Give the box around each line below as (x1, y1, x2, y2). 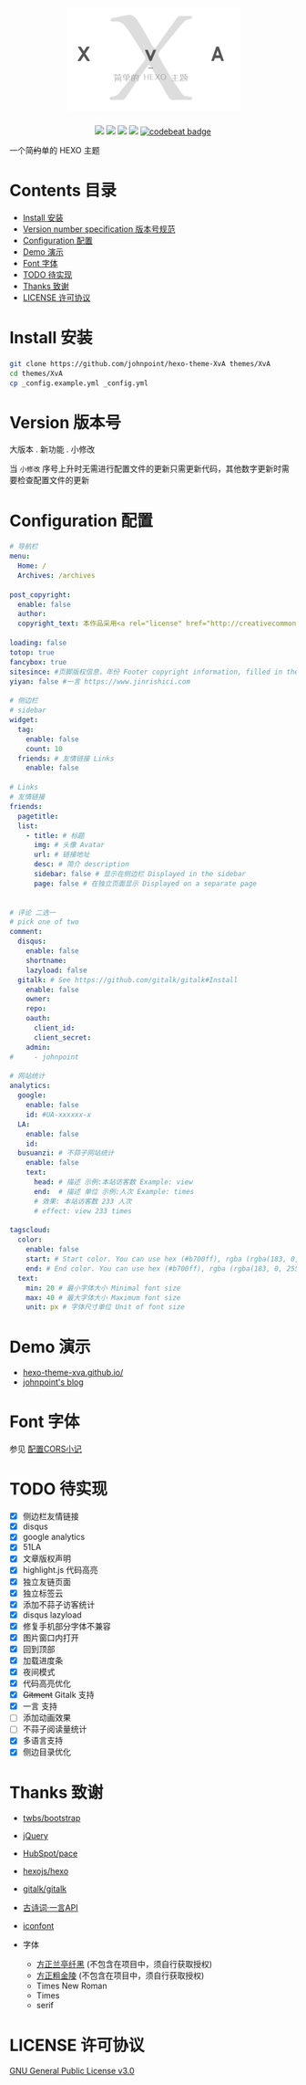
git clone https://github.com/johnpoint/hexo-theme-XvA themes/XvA (9, 359, 271, 368)
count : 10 (25, 744, 64, 753)
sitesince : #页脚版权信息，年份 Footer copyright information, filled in (9, 667, 283, 676)
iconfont (22, 1921, 55, 1932)
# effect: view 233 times (33, 1206, 132, 1216)
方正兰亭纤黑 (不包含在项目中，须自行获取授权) (36, 1959, 212, 1970)
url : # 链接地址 (33, 850, 90, 860)
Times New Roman (36, 1980, 107, 1992)
